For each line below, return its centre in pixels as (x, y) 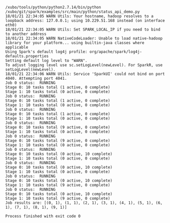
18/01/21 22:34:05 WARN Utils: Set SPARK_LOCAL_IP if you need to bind (83, 29)
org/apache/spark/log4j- (116, 52)
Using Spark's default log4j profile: (46, 52)
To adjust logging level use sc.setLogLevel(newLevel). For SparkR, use (84, 65)
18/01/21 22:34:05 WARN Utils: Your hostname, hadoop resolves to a (79, 16)
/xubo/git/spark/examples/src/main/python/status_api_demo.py (73, 12)
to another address (26, 34)
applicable (17, 47)
